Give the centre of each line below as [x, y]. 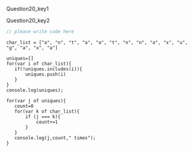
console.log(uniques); [35, 90]
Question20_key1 [28, 9]
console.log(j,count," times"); [55, 138]
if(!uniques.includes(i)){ [48, 69]
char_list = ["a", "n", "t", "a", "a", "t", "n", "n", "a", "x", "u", [97, 42]
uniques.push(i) [46, 74]
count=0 [24, 106]
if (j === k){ [43, 117]
